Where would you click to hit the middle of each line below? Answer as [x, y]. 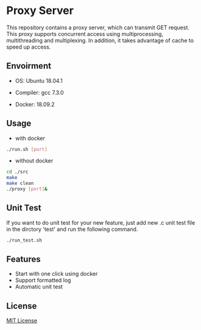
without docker [34, 161]
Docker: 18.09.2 [35, 104]
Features [23, 259]
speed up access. [29, 47]
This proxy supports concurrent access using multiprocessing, [85, 33]
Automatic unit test [39, 287]
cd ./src [17, 172]
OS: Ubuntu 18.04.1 [39, 80]
